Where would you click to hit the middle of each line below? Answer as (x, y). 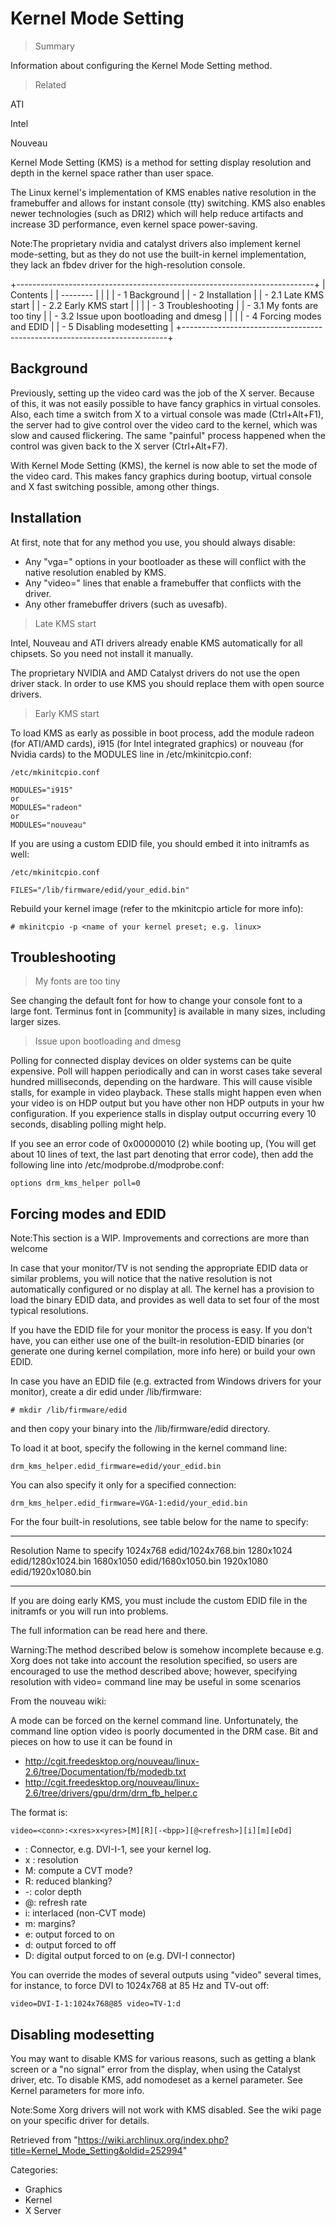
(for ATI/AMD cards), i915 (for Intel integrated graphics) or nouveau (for (157, 743)
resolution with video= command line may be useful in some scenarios (156, 1682)
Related (50, 84)
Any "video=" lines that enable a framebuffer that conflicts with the (163, 583)
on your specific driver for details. (80, 2120)
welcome (29, 1249)
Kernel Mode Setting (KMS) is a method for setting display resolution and (161, 162)
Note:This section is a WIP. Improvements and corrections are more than (160, 1238)
